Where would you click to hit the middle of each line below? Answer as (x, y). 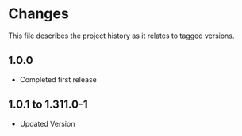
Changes (38, 14)
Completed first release (58, 79)
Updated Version (47, 123)
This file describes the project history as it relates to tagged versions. (121, 36)
